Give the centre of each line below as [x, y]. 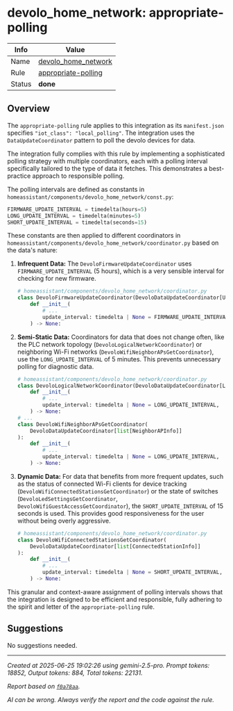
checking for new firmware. [57, 279]
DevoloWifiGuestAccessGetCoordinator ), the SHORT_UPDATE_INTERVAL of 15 [120, 506]
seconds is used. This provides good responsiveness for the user [111, 513]
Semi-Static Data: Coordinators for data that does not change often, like [121, 337]
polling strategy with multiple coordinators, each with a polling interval [107, 161]
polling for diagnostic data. [55, 366]
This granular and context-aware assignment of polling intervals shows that [115, 591]
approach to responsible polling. [78, 176]
